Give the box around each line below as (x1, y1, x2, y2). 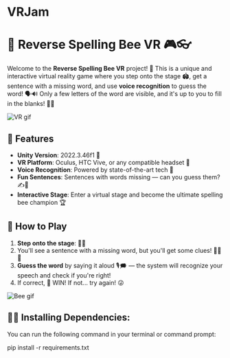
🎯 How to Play (7, 221, 67, 232)
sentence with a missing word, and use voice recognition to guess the (7, 82, 207, 90)
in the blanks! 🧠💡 (7, 100, 55, 108)
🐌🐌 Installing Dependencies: (7, 312, 130, 324)
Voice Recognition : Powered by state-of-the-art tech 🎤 (16, 166, 174, 174)
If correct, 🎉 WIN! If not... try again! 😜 (16, 278, 125, 287)
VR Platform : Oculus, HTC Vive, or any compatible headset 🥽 (16, 158, 190, 166)
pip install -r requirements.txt (7, 343, 89, 351)
